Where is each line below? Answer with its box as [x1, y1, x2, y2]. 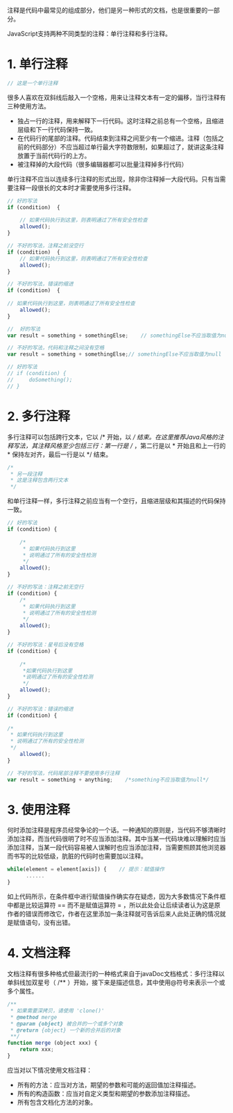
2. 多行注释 [7, 409, 71, 424]
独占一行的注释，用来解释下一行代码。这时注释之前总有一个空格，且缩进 [17, 117, 224, 125]
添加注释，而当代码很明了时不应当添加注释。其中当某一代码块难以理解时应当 [7, 834, 226, 843]
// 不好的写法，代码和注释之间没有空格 [7, 345, 105, 352]
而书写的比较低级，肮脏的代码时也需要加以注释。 [7, 852, 147, 860]
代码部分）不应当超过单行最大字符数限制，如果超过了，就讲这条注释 [29, 142, 224, 151]
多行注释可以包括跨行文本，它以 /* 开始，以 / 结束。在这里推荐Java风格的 [7, 433, 218, 441]
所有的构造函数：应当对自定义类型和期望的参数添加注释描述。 [17, 1089, 194, 1098]
